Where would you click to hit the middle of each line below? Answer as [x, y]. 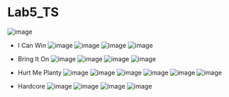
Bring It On [33, 59]
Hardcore [32, 86]
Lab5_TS [33, 12]
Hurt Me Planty [40, 72]
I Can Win [32, 45]
